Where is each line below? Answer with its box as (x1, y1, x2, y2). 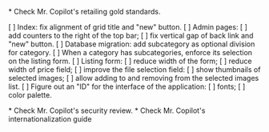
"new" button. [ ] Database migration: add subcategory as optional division (8, 39, 255, 49)
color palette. (8, 90, 52, 99)
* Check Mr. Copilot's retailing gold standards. (8, 7, 161, 16)
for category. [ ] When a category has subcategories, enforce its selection (8, 48, 253, 57)
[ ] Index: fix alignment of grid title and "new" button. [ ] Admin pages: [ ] (8, 22, 248, 31)
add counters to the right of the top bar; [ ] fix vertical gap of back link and (8, 31, 254, 40)
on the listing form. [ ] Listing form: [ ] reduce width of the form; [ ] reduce (8, 56, 252, 66)
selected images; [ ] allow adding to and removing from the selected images (8, 74, 259, 82)
